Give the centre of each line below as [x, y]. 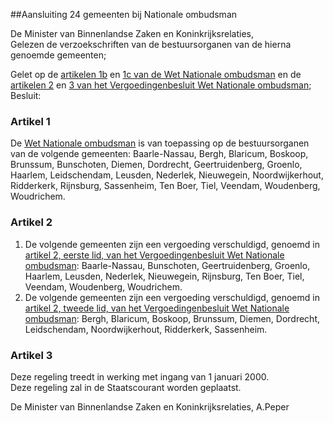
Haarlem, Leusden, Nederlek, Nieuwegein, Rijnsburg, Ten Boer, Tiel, [164, 276]
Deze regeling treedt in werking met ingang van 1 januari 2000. [140, 376]
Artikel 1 [30, 121]
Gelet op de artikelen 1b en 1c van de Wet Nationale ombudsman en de [156, 74]
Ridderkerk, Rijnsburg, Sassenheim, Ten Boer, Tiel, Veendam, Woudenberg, [165, 186]
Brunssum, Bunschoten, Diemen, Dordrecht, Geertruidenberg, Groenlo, [156, 165]
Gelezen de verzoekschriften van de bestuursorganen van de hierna [151, 44]
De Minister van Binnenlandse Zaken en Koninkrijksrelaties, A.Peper [150, 406]
